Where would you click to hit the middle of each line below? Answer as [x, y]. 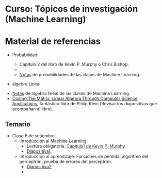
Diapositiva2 [39, 166]
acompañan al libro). [32, 109]
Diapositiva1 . [39, 151]
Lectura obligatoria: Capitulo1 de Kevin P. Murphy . [76, 146]
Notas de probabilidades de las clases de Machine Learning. [80, 75]
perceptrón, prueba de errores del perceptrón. [66, 162]
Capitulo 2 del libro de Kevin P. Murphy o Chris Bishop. [74, 65]
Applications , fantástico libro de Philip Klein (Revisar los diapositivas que [84, 104]
